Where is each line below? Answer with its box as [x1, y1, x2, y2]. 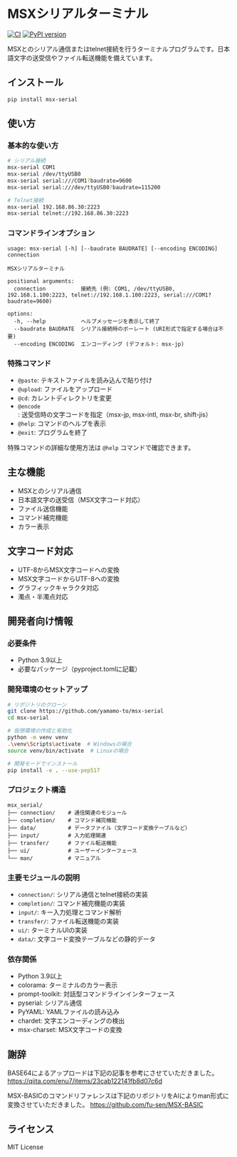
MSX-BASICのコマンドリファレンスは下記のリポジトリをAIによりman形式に [7, 1091, 230, 1100]
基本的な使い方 [7, 140, 59, 150]
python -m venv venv [7, 734, 69, 741]
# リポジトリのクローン [7, 701, 67, 708]
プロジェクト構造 [7, 785, 66, 795]
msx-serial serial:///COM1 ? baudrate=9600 [7, 177, 132, 184]
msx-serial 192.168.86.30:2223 [7, 204, 100, 211]
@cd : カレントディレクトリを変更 [17, 394, 112, 402]
